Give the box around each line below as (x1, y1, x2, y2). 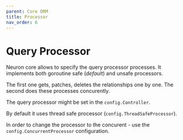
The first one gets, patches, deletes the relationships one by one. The (6, 81, 174, 88)
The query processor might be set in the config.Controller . (6, 99, 151, 106)
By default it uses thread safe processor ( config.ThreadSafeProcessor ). (6, 110, 177, 117)
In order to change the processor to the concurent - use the (6, 121, 150, 128)
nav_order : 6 (6, 19, 38, 25)
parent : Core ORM (6, 8, 49, 15)
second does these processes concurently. (6, 87, 110, 94)
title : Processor (6, 14, 49, 20)
